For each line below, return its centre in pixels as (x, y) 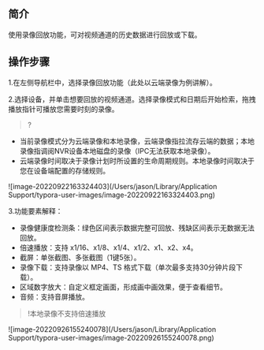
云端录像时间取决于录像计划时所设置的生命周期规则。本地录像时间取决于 (137, 161)
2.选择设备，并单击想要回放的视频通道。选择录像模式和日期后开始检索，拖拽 (132, 99)
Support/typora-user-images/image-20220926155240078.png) (111, 337)
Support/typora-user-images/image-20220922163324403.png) (112, 195)
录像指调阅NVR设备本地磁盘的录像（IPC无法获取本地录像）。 (117, 151)
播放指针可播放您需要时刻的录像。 (63, 109)
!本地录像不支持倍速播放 (67, 313)
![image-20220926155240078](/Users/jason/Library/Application (112, 329)
